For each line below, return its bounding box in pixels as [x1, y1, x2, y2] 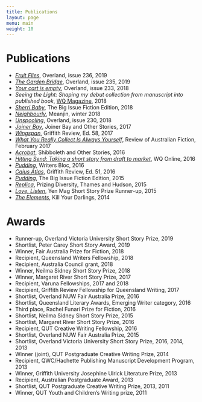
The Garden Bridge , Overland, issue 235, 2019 [14, 78, 131, 85]
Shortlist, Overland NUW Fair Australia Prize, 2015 [14, 331, 139, 339]
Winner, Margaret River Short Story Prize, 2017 [14, 273, 131, 281]
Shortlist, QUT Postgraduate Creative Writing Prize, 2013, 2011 [14, 383, 169, 390]
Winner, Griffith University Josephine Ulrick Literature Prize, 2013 [14, 370, 177, 377]
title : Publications [6, 8, 58, 15]
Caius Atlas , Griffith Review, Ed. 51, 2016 [14, 168, 116, 175]
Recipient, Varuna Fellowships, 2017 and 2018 [14, 280, 129, 287]
